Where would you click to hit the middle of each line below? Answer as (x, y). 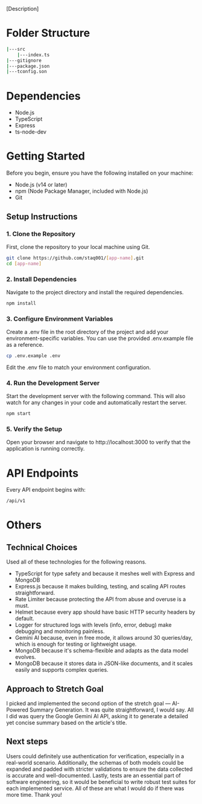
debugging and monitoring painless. (60, 631)
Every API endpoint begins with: (46, 490)
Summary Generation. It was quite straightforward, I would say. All (112, 710)
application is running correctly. (46, 449)
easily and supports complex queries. (62, 670)
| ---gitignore (24, 60)
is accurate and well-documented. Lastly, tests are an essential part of (93, 775)
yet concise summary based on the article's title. (67, 723)
